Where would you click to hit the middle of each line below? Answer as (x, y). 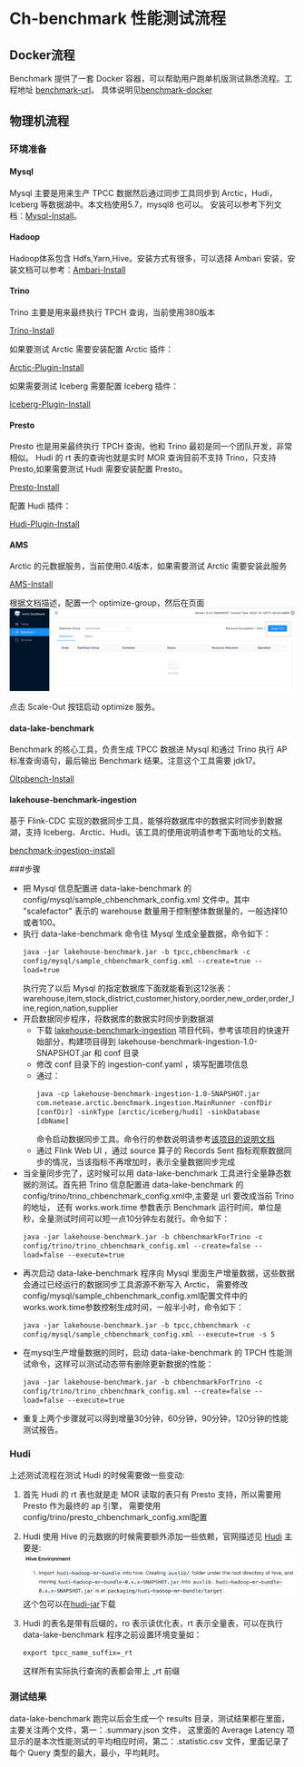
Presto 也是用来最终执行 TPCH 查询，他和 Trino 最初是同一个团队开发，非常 (151, 447)
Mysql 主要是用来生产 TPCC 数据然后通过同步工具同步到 (115, 192)
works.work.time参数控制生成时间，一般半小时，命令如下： (133, 1308)
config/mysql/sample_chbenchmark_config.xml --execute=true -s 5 (148, 1335)
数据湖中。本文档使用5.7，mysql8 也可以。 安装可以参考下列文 (165, 204)
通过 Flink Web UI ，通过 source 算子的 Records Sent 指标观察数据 (160, 1150)
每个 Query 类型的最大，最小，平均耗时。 (87, 1752)
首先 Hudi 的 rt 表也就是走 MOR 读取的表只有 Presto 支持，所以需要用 (152, 1494)
